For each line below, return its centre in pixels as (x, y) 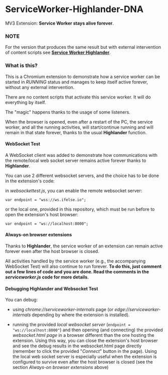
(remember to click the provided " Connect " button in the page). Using (85, 351)
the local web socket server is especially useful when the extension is (85, 357)
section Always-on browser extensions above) (60, 367)
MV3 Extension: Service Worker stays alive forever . (60, 23)
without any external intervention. (40, 87)
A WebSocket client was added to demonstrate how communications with (81, 155)
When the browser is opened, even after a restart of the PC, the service (79, 122)
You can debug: (22, 300)
